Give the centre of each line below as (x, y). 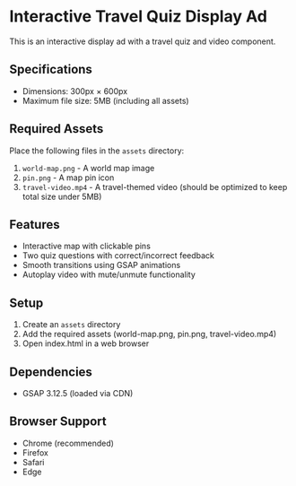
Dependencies (51, 372)
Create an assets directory (71, 325)
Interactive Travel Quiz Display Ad (138, 17)
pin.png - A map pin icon (68, 178)
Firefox (35, 452)
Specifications (51, 69)
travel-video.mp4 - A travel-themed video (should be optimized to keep (155, 187)
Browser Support (58, 422)
